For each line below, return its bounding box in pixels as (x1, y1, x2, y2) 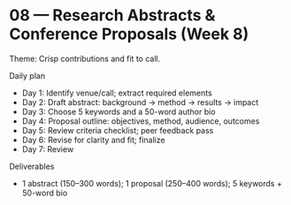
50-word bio (21, 187, 68, 198)
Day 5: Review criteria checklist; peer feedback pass (21, 125, 214, 135)
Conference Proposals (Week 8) (9, 24, 249, 44)
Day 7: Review (21, 143, 74, 155)
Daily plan (9, 70, 46, 80)
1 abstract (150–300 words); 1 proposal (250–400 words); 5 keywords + (21, 178, 283, 188)
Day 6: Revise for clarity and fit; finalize (21, 134, 165, 145)
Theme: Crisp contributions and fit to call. (9, 53, 161, 64)
